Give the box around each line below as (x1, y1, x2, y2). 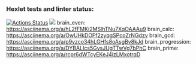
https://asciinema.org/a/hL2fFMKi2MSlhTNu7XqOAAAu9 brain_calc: (6, 26, 175, 33)
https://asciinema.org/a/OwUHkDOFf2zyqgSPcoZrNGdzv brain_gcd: (6, 32, 176, 39)
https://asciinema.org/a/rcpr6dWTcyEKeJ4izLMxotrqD (6, 51, 141, 58)
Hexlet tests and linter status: (6, 5, 94, 13)
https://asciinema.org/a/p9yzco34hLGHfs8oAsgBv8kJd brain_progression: (6, 38, 191, 45)
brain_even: (56, 19, 86, 26)
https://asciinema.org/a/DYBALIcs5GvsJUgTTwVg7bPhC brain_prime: (6, 44, 179, 52)
